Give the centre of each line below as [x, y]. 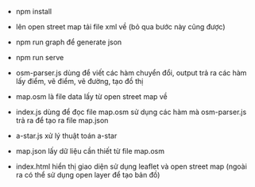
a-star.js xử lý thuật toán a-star [66, 135]
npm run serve [40, 57]
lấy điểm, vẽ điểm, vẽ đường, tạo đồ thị [79, 81]
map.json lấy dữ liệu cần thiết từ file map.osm [90, 151]
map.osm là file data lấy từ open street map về [92, 97]
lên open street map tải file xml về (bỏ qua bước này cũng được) [120, 27]
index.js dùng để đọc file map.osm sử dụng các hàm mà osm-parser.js [131, 112]
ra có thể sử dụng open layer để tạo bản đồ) [88, 175]
